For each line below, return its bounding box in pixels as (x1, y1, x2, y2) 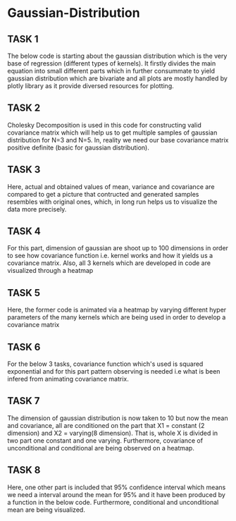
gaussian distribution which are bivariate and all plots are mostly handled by (7, 74, 228, 82)
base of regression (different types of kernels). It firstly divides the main (7, 59, 216, 68)
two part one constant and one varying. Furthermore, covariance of (7, 436, 203, 445)
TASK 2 (7, 102, 41, 114)
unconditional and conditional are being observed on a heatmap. (7, 443, 195, 452)
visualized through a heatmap (7, 266, 94, 275)
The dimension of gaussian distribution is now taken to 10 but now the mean (7, 414, 228, 422)
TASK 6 (7, 341, 41, 353)
